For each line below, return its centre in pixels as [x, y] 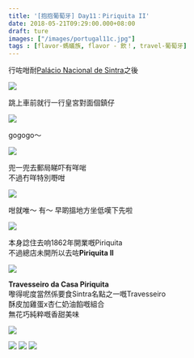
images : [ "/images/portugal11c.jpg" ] [72, 39]
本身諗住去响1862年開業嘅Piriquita [65, 243]
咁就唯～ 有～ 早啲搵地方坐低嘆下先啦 [71, 210]
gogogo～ [25, 136]
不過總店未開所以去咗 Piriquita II [61, 253]
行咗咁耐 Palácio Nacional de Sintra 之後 [74, 71]
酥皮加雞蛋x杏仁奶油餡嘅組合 [57, 304]
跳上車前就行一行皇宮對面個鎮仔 [61, 103]
